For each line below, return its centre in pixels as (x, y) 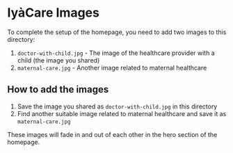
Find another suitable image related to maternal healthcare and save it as (122, 113)
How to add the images (58, 89)
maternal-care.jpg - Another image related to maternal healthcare (112, 67)
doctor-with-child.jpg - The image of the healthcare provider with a (116, 53)
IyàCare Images (53, 13)
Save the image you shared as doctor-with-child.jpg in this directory (117, 106)
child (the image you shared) (58, 60)
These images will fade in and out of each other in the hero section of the (112, 134)
